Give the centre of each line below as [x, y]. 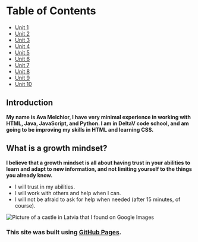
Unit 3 [22, 40]
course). [25, 205]
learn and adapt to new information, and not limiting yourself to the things [99, 169]
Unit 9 [22, 78]
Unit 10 [23, 84]
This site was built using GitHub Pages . [64, 233]
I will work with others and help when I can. [68, 193]
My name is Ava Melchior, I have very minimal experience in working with [99, 117]
